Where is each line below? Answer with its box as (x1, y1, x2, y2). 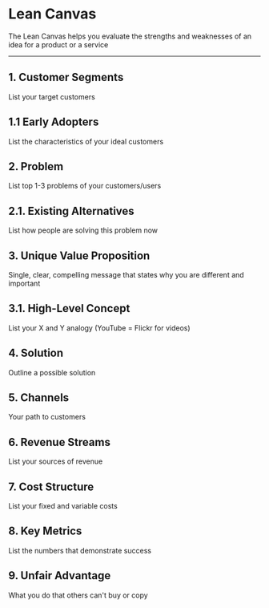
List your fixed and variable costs (8, 501, 118, 511)
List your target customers (8, 91, 96, 101)
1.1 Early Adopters (8, 116, 99, 129)
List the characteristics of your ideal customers (8, 136, 164, 146)
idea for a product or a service (8, 39, 109, 49)
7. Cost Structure (8, 480, 94, 493)
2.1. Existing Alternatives (8, 204, 134, 217)
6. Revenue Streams (8, 435, 110, 449)
